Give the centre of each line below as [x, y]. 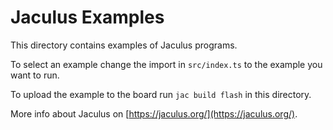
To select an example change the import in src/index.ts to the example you [166, 64]
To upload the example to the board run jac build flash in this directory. [161, 94]
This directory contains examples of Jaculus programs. [124, 45]
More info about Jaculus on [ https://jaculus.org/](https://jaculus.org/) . [154, 113]
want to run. [35, 75]
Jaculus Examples [87, 17]
